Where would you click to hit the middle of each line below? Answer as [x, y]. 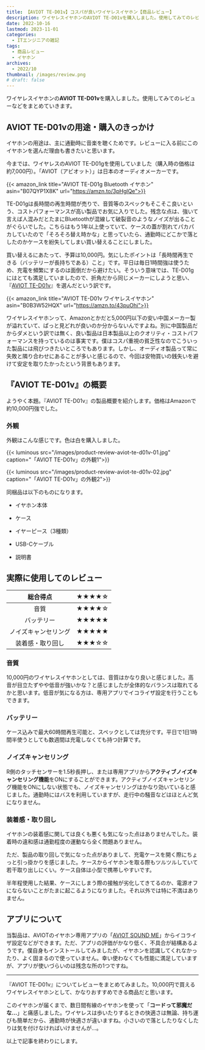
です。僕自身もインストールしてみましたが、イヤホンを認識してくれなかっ [104, 950]
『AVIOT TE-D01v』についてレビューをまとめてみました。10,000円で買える [101, 984]
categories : [21, 35]
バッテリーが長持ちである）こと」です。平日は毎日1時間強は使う [103, 262]
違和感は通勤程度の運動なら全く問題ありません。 [84, 842]
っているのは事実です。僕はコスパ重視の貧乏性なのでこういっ [121, 340]
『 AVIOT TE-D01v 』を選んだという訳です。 [60, 285]
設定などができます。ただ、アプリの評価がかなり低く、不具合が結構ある [102, 942]
